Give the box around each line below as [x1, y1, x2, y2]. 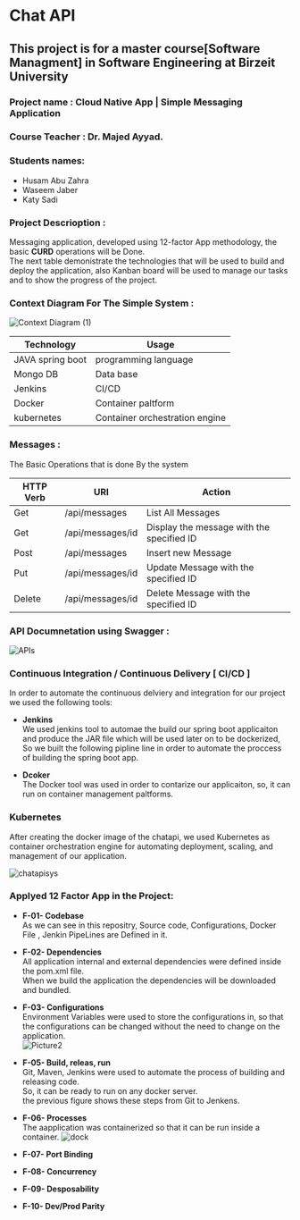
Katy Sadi [21, 194, 58, 205]
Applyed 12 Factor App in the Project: [9, 890, 174, 903]
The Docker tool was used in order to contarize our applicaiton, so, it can [21, 779, 291, 790]
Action [202, 485, 231, 498]
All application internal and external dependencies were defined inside [21, 955, 282, 966]
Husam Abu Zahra [21, 175, 89, 186]
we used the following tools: [9, 697, 113, 708]
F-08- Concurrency [21, 1165, 97, 1176]
